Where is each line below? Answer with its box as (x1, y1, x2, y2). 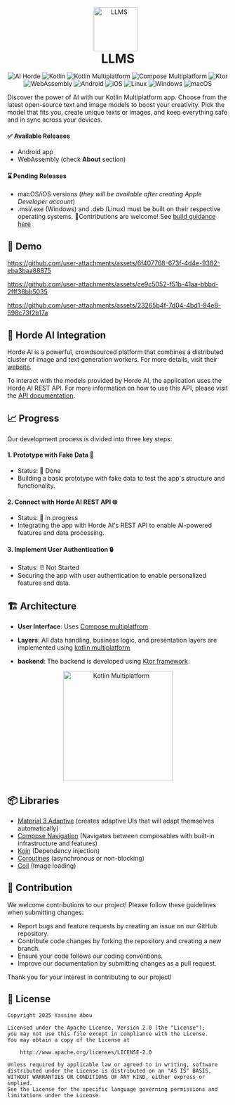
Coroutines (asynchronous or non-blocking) (17, 854, 145, 863)
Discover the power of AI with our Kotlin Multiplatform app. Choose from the (7, 93, 227, 101)
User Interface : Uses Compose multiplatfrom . (17, 622, 150, 631)
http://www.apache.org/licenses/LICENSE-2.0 (20, 1049, 152, 1056)
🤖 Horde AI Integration (7, 329, 107, 341)
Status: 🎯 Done (17, 467, 61, 475)
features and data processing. (17, 529, 105, 537)
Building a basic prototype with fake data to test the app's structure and (17, 474, 225, 483)
